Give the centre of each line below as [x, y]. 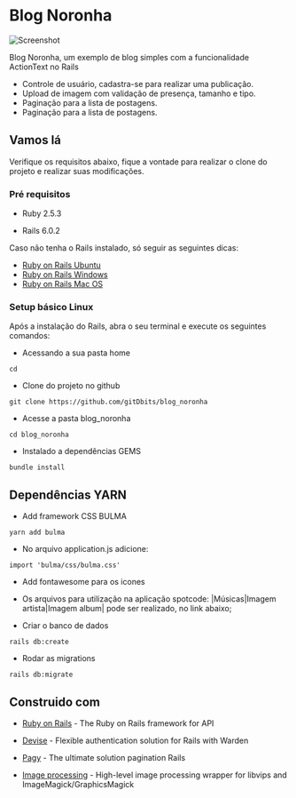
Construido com [55, 702]
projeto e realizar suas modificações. [77, 171]
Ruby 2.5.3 [42, 213]
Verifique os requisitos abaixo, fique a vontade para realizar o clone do [138, 162]
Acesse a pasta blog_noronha [76, 419]
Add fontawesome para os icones [83, 582]
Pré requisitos [40, 194]
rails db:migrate [41, 675]
